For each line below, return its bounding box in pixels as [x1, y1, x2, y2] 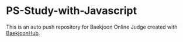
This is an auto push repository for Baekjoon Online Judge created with [6, 23, 178, 30]
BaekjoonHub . [6, 29, 40, 36]
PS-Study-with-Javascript [6, 4, 137, 17]
